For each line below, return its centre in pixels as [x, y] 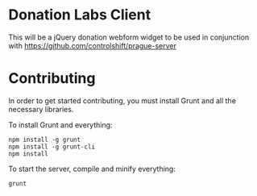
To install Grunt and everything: [60, 125]
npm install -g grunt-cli [52, 147]
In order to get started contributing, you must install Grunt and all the [122, 100]
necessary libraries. [41, 109]
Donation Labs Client [80, 15]
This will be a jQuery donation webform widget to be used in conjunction [129, 37]
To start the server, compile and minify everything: [92, 169]
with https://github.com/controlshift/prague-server [93, 45]
